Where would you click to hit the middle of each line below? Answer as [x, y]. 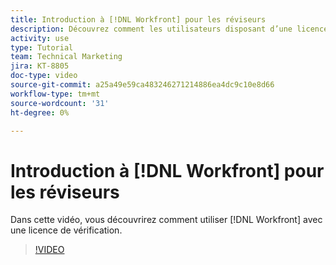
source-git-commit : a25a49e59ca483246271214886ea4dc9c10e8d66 [142, 85]
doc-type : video [44, 76]
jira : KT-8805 [40, 66]
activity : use [40, 38]
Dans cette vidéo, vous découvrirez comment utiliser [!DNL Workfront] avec [166, 220]
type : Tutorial [42, 47]
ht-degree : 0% [40, 112]
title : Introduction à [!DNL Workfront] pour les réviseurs [138, 19]
